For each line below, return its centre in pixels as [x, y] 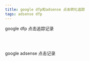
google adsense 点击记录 [30, 53]
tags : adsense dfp [24, 14]
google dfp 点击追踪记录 [29, 28]
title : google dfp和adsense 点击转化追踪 [45, 9]
